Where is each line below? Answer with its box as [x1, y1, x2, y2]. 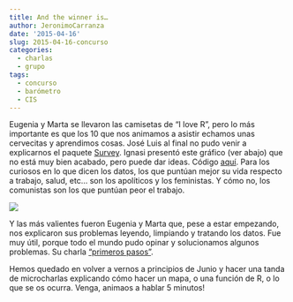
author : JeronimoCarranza [9, 21, 104, 30]
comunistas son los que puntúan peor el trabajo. [9, 185, 185, 195]
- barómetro [17, 87, 62, 95]
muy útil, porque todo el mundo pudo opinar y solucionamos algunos [9, 238, 259, 248]
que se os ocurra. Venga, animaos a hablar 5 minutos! [9, 283, 206, 293]
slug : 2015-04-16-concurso [9, 37, 109, 47]
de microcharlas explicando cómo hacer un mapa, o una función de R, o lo [9, 273, 280, 283]
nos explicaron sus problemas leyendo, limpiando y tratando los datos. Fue [9, 228, 282, 238]
